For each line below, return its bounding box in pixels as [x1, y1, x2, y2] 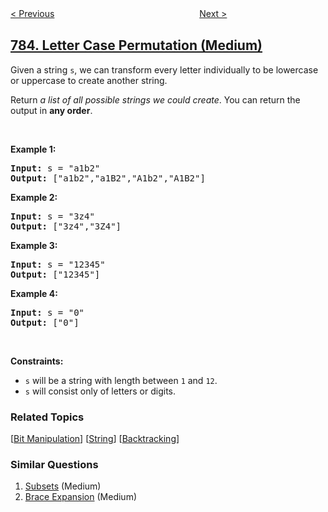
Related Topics [10, 410, 85, 424]
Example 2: [10, 191, 58, 203]
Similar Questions [10, 458, 99, 472]
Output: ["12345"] [10, 268, 101, 280]
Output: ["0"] [10, 317, 80, 328]
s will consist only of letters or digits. [24, 385, 177, 397]
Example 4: [10, 287, 58, 299]
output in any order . [10, 104, 93, 116]
